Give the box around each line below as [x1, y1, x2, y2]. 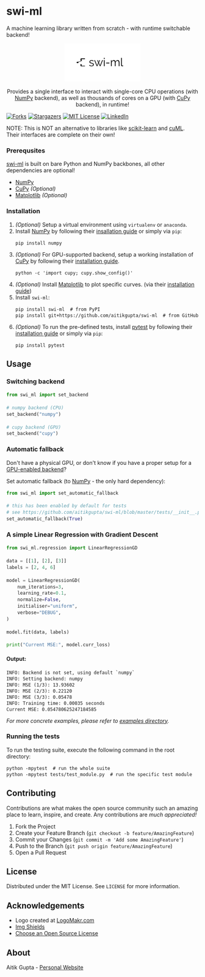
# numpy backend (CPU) [6, 404, 64, 411]
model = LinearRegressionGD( [6, 577, 81, 583]
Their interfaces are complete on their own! [6, 130, 115, 138]
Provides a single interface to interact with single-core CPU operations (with [7, 88, 198, 95]
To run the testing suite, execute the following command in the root [6, 746, 175, 753]
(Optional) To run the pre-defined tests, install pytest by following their [15, 323, 193, 330]
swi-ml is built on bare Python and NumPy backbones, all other [6, 160, 165, 168]
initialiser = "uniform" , [17, 603, 78, 609]
